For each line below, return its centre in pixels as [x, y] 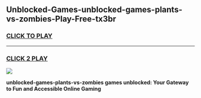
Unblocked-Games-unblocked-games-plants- [94, 10]
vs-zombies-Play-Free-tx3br [61, 19]
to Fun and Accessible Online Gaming [54, 88]
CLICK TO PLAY [29, 36]
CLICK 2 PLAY [27, 58]
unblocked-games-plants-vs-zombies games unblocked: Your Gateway [98, 82]
